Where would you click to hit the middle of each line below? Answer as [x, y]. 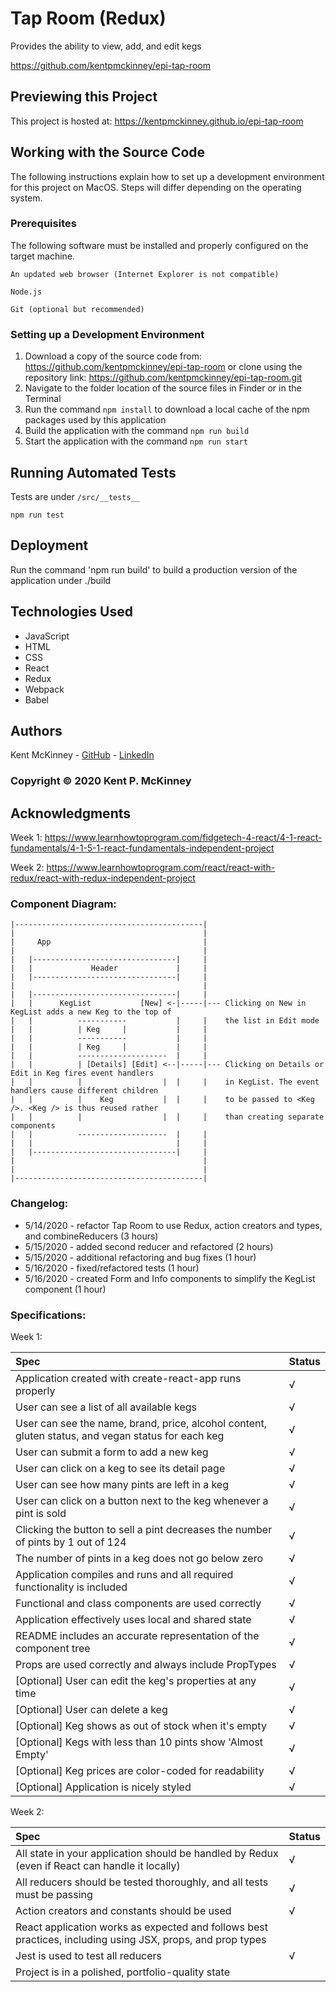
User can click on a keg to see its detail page [120, 1469]
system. [26, 198]
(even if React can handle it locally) [98, 1866]
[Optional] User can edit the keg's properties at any [136, 1681]
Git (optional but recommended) [77, 309]
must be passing [54, 1895]
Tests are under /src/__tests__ [75, 496]
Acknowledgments [71, 813]
